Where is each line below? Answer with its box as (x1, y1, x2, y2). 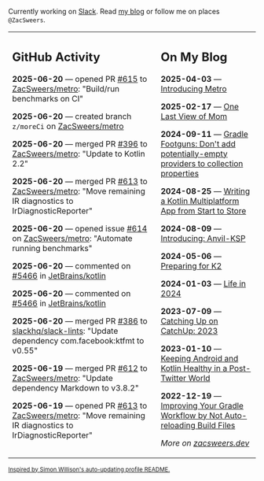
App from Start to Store (160, 205, 247, 216)
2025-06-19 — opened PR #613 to (12, 400, 148, 411)
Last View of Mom (160, 110, 228, 121)
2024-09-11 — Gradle (160, 128, 249, 139)
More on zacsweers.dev (160, 437, 250, 448)
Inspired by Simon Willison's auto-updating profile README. (8, 465, 170, 473)
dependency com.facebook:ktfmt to (12, 335, 145, 346)
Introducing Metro (160, 83, 227, 94)
